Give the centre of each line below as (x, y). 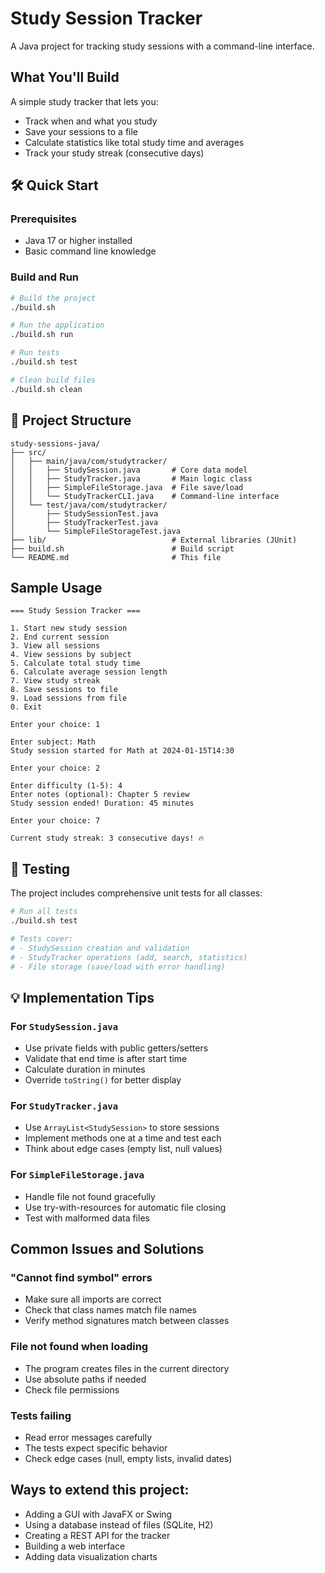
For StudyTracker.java (64, 1106)
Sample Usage (56, 587)
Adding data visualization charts (91, 1556)
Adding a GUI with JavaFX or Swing (98, 1514)
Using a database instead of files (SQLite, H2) (119, 1524)
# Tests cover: (42, 938)
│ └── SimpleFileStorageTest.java (96, 531)
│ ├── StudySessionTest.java (84, 513)
